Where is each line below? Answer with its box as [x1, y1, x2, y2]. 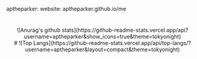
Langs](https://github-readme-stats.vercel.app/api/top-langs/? [33, 40, 191, 47]
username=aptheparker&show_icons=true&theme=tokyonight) [23, 33, 182, 40]
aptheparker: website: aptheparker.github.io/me [6, 5, 127, 12]
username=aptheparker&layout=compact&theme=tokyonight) [25, 46, 180, 54]
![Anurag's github [16, 27, 61, 34]
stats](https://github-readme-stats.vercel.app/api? [62, 27, 188, 34]
